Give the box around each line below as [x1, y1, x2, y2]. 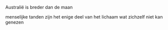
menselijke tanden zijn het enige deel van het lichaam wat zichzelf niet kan [5, 14, 163, 19]
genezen [5, 19, 24, 25]
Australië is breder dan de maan [5, 4, 73, 10]
